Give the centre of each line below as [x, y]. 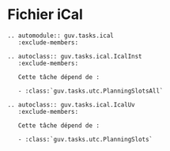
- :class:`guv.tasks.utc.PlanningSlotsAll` [91, 91]
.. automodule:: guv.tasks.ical [60, 36]
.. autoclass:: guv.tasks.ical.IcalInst [75, 56]
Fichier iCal [45, 15]
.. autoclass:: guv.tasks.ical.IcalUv [71, 104]
